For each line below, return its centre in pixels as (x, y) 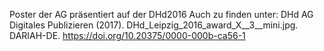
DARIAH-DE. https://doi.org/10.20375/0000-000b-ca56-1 (127, 35)
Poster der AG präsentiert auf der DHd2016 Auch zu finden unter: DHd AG (161, 14)
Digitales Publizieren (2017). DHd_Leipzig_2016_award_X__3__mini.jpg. (154, 25)
